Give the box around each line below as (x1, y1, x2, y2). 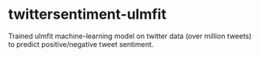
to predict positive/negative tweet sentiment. (8, 39, 154, 48)
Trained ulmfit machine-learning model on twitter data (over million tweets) (8, 31, 252, 41)
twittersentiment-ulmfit (8, 5, 167, 23)
